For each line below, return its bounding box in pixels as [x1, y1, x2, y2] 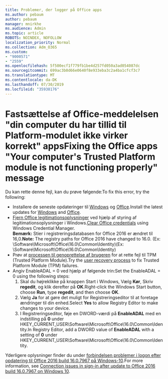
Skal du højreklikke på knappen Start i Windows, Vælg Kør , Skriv [20, 279, 153, 285]
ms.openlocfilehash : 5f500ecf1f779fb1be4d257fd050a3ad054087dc [5, 63, 140, 68]
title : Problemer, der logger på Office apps [5, 7, 102, 13]
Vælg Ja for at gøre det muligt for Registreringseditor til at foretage [20, 295, 158, 301]
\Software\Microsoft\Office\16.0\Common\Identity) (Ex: [12, 241, 124, 247]
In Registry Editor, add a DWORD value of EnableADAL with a [27, 327, 154, 333]
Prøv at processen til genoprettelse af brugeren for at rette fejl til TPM [12, 252, 156, 258]
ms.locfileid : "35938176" [5, 86, 59, 92]
